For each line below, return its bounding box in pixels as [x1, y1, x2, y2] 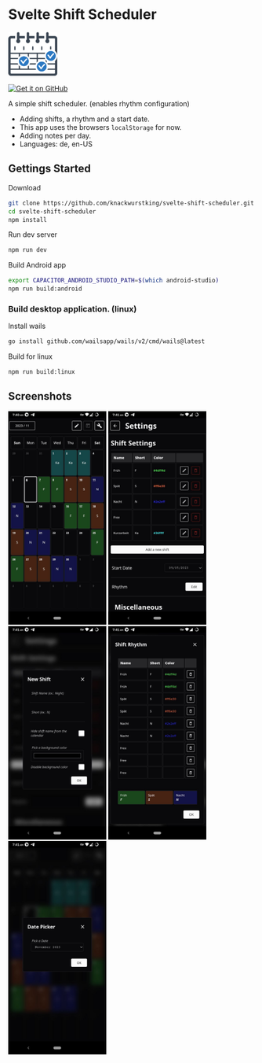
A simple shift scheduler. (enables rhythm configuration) [8, 98, 190, 108]
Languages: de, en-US [19, 139, 93, 149]
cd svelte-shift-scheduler [8, 207, 96, 216]
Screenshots [8, 389, 72, 403]
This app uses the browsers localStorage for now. [19, 122, 182, 131]
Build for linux [8, 352, 53, 361]
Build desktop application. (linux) [8, 303, 137, 314]
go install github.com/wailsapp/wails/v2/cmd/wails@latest [8, 338, 206, 345]
